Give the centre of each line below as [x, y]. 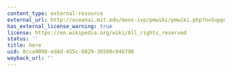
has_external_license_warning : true [60, 26]
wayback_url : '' [30, 58]
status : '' [23, 39]
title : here [24, 45]
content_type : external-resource [55, 13]
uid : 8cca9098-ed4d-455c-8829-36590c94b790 [71, 52]
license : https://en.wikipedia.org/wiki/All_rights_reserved [97, 33]
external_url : [28, 20]
